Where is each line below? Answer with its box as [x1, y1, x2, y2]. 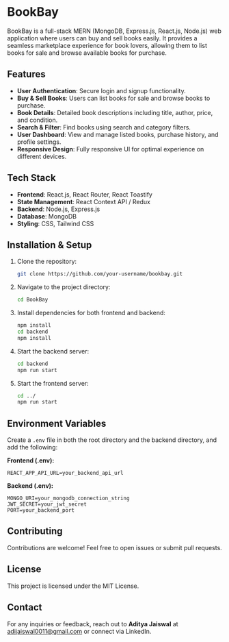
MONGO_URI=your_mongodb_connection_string [7, 495, 130, 502]
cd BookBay [16, 296, 49, 304]
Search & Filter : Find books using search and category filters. [16, 123, 191, 131]
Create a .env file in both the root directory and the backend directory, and [7, 436, 217, 444]
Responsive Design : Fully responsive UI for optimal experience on [16, 145, 204, 153]
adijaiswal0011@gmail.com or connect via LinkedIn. [7, 627, 152, 635]
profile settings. [16, 138, 62, 146]
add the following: [7, 443, 58, 452]
